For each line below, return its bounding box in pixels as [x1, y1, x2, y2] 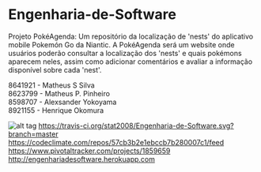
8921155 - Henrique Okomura [8, 105, 104, 115]
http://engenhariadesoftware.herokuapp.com [8, 154, 156, 163]
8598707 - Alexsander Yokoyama [8, 97, 117, 107]
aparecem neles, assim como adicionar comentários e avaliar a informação [8, 57, 253, 66]
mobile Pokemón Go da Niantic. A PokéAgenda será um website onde [8, 39, 235, 49]
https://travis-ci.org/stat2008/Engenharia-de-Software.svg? [38, 121, 235, 130]
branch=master [8, 129, 59, 139]
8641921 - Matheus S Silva [8, 80, 95, 90]
